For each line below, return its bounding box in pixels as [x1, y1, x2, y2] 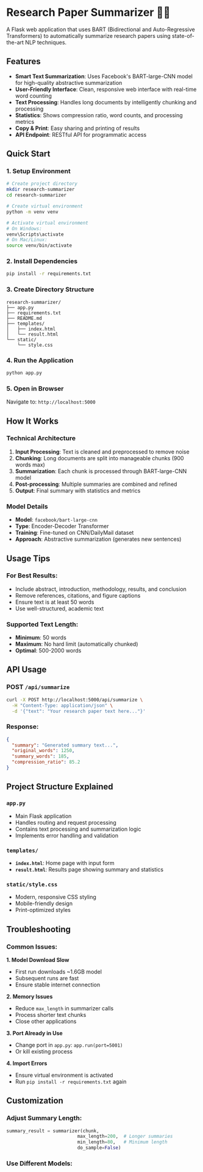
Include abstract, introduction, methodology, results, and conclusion [15, 585, 187, 593]
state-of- [171, 32, 195, 39]
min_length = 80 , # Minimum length [77, 1139, 168, 1145]
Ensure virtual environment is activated [15, 1071, 113, 1079]
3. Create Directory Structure [6, 285, 94, 294]
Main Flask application [15, 812, 72, 820]
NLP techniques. [25, 38, 67, 46]
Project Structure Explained [6, 781, 114, 792]
